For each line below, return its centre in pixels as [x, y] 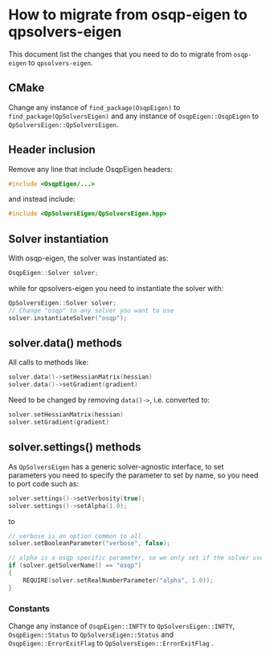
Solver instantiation [59, 239]
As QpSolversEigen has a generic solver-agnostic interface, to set [116, 466]
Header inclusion [52, 150]
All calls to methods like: [49, 363]
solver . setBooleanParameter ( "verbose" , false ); [90, 543]
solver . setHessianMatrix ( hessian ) [66, 415]
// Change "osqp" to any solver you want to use [91, 310]
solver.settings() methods [75, 447]
